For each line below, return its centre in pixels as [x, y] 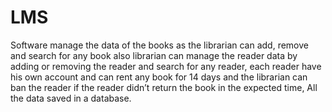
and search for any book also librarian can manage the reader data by [154, 55]
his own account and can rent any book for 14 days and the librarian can [159, 77]
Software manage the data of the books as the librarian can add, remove [159, 45]
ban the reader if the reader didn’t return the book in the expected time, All [164, 87]
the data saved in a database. [71, 98]
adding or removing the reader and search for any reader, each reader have [166, 66]
